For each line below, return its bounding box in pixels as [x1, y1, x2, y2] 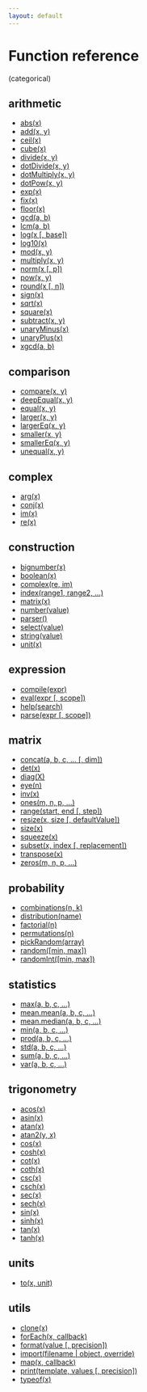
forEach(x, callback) [19, 1331, 87, 1341]
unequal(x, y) [19, 446, 65, 457]
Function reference [8, 46, 140, 65]
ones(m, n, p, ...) [19, 798, 75, 808]
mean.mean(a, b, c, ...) [19, 1008, 95, 1018]
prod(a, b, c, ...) [19, 1034, 73, 1044]
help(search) [19, 701, 63, 711]
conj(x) [19, 500, 44, 509]
